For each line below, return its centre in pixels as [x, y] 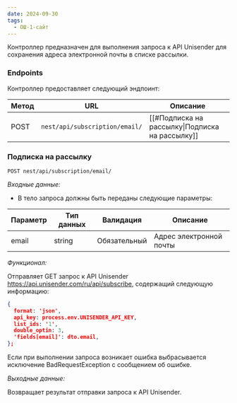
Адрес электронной [188, 236]
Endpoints [25, 73]
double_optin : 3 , [39, 331]
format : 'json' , [37, 311]
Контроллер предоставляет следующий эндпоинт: [84, 88]
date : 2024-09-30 [33, 14]
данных [72, 224]
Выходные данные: [36, 378]
